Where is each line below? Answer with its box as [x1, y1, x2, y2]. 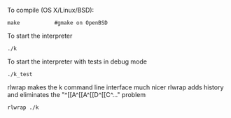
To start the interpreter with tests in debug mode [7, 57, 147, 66]
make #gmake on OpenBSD [7, 20, 108, 27]
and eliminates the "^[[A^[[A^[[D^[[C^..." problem [7, 91, 146, 98]
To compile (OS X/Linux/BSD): [7, 6, 94, 14]
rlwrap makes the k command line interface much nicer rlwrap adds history [7, 83, 224, 91]
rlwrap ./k [7, 104, 39, 111]
